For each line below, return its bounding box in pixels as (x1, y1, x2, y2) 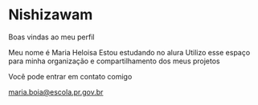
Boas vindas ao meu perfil (8, 32, 95, 42)
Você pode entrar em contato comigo (8, 71, 133, 81)
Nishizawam (8, 6, 93, 24)
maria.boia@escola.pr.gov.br (8, 87, 104, 97)
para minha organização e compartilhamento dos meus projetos (8, 56, 221, 66)
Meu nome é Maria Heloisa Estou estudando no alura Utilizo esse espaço (8, 47, 251, 57)
